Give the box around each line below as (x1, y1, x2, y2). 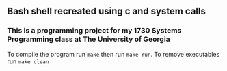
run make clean (7, 57, 49, 66)
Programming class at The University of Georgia (7, 34, 170, 44)
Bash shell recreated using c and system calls (7, 5, 206, 17)
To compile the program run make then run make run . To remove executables (7, 50, 220, 58)
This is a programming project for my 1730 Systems (7, 26, 182, 35)
